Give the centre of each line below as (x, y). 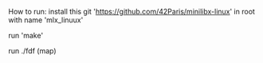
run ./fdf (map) (33, 51)
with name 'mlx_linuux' (46, 20)
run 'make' (26, 35)
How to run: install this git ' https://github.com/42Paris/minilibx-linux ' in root (131, 12)
